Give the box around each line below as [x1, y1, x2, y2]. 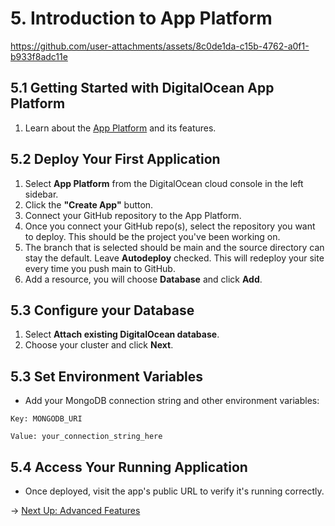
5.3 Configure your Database [10, 302, 195, 319]
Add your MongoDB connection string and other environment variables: [24, 395, 320, 407]
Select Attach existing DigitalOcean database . [24, 328, 220, 341]
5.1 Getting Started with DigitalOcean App [10, 80, 275, 97]
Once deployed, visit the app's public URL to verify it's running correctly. [24, 485, 325, 497]
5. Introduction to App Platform [10, 7, 273, 30]
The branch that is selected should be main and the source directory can [24, 241, 325, 253]
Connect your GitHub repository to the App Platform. [24, 209, 242, 221]
